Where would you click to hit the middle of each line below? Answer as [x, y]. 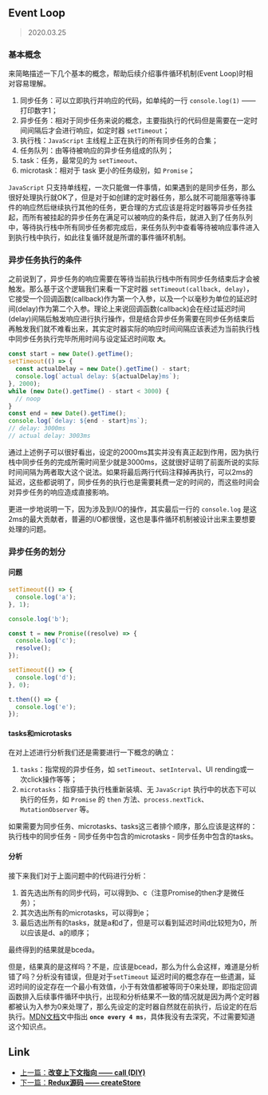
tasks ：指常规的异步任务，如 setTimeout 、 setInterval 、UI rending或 [133, 770]
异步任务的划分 [37, 551]
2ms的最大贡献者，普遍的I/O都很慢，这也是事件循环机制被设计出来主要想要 [132, 519]
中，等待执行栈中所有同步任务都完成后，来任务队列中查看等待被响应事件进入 [134, 228]
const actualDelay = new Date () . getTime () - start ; [103, 369]
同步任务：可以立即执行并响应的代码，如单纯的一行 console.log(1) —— [138, 101]
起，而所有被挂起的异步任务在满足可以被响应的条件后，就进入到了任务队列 [130, 217]
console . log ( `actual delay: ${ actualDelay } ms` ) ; [98, 376]
